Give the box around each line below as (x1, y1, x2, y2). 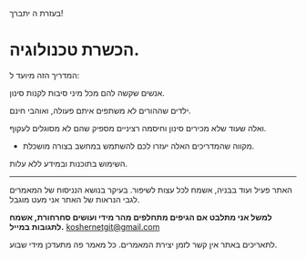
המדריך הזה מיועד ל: (9, 69, 80, 80)
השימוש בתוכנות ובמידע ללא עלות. (9, 158, 128, 169)
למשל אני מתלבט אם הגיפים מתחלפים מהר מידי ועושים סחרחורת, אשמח (9, 212, 272, 223)
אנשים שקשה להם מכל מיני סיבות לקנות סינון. (9, 87, 166, 98)
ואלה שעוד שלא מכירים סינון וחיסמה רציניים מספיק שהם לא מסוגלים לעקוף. (9, 122, 267, 133)
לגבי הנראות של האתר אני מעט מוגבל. (9, 193, 140, 204)
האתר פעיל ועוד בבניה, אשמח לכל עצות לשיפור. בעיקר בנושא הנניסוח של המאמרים (9, 184, 293, 195)
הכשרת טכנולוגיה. (9, 40, 139, 60)
